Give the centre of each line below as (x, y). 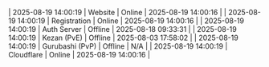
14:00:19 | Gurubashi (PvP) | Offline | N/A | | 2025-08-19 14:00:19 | (118, 46)
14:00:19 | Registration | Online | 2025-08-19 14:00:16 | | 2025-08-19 (131, 21)
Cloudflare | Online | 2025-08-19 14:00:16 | (79, 55)
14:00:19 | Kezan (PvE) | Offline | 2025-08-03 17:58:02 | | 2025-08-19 (123, 37)
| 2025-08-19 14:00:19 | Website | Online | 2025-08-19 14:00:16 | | (118, 12)
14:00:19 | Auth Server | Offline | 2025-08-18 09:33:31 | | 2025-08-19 (122, 29)
